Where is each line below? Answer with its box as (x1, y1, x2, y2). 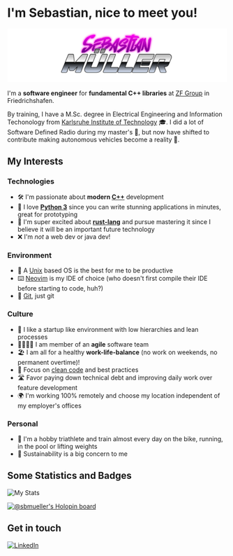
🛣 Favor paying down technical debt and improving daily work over (17, 373, 213, 382)
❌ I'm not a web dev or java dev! (17, 232, 111, 241)
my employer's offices (17, 401, 82, 410)
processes (17, 333, 48, 341)
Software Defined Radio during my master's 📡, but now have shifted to (7, 127, 210, 136)
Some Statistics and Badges (7, 470, 132, 482)
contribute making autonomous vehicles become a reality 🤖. (7, 135, 180, 144)
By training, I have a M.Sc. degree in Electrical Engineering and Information (7, 110, 223, 118)
